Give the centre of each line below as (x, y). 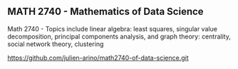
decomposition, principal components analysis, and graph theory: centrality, (119, 36)
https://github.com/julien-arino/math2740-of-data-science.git (98, 58)
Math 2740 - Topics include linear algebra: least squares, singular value (112, 28)
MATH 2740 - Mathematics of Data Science (106, 12)
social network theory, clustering (56, 44)
